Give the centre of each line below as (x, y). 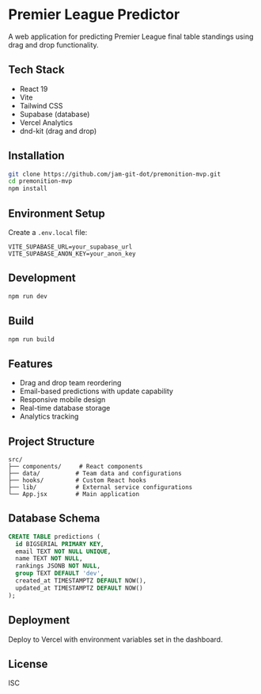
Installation (36, 156)
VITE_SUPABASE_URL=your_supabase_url (70, 247)
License (28, 664)
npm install (28, 189)
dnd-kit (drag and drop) (58, 131)
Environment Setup (57, 213)
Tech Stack (36, 70)
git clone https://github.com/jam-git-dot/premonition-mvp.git (115, 174)
